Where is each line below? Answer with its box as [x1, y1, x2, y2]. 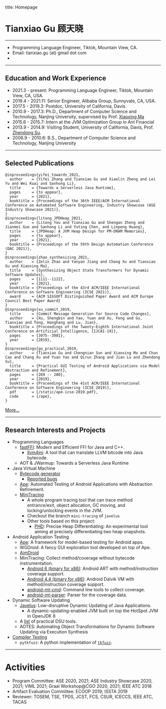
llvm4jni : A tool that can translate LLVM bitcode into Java [27, 449, 143, 456]
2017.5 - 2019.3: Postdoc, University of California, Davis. [12, 103, 127, 109]
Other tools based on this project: [27, 518, 95, 524]
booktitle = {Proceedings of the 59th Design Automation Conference [9, 242, 154, 247]
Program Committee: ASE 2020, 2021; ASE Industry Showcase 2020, [12, 678, 153, 684]
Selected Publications [5, 159, 74, 168]
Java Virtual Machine [12, 465, 56, 471]
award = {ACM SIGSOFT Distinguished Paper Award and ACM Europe [9, 294, 154, 299]
